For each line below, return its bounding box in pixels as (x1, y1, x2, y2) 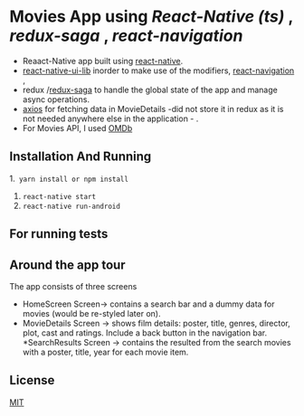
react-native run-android (22, 202, 120, 211)
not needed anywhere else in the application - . (22, 113, 199, 124)
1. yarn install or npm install (9, 173, 129, 184)
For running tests (9, 226, 109, 241)
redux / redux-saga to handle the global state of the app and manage (22, 84, 278, 95)
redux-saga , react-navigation (9, 25, 243, 46)
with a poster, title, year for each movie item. (22, 346, 189, 357)
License (9, 373, 55, 388)
